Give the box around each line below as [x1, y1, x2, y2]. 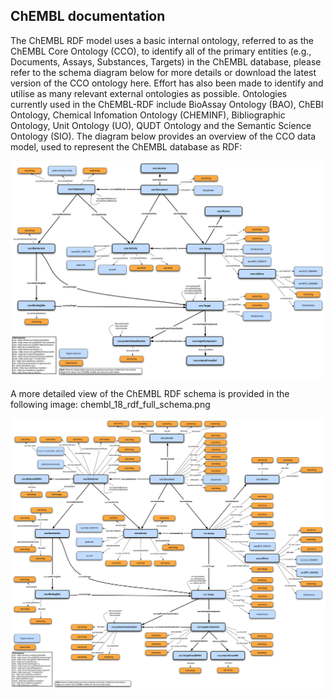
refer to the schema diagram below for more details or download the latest [10, 66, 317, 78]
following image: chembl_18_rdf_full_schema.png [10, 399, 211, 411]
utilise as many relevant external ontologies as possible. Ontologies [10, 87, 288, 99]
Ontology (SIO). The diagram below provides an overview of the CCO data [10, 130, 317, 142]
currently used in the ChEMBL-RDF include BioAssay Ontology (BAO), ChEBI [10, 98, 324, 110]
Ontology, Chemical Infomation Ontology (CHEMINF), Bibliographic [10, 109, 286, 121]
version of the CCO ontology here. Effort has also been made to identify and [10, 77, 324, 89]
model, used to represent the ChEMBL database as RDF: [10, 140, 243, 153]
